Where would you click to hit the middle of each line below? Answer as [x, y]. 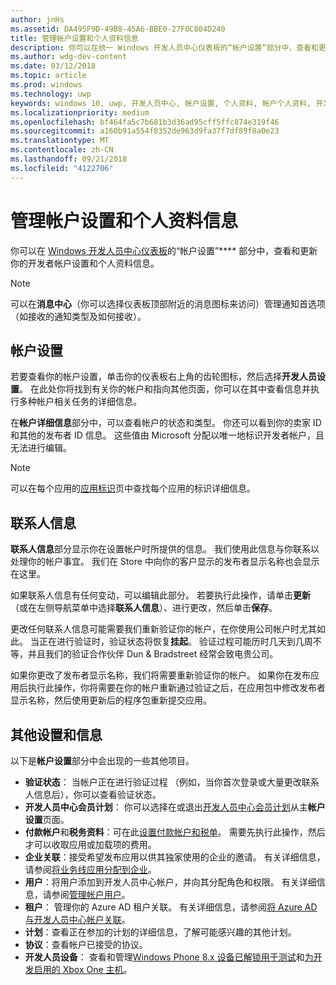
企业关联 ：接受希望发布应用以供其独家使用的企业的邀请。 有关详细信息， [175, 857]
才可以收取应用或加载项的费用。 [90, 844]
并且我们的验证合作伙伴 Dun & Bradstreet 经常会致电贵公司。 [153, 654]
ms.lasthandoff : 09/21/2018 [69, 159]
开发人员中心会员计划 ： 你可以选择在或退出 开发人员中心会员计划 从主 [166, 807]
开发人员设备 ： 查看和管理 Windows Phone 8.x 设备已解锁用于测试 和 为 [169, 957]
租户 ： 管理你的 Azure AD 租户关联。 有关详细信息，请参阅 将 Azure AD [171, 907]
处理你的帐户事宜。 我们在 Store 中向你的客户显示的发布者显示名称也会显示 [165, 562]
